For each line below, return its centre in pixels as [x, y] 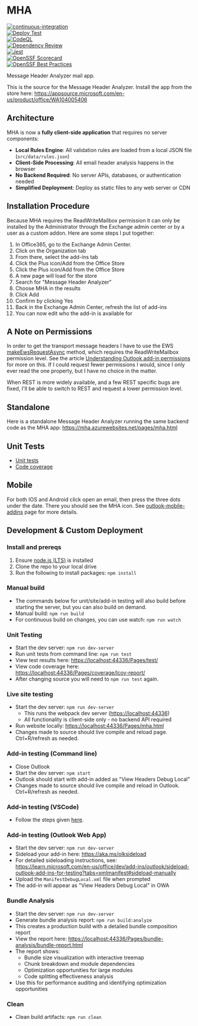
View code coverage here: [47, 666]
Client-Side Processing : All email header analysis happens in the [95, 162]
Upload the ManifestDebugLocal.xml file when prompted [83, 879]
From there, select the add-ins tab [57, 256]
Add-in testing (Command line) [52, 754]
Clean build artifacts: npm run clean [58, 1017]
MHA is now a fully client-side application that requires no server [87, 132]
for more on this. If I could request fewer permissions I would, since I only [96, 365]
